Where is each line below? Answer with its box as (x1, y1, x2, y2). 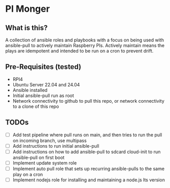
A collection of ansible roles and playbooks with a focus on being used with (5, 37, 164, 43)
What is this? (5, 24, 48, 32)
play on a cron (12, 171, 43, 177)
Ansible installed (12, 87, 47, 93)
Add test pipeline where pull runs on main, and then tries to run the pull (12, 131, 162, 138)
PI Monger (5, 3, 50, 15)
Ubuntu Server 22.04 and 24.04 (12, 81, 80, 87)
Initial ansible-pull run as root (12, 92, 74, 99)
